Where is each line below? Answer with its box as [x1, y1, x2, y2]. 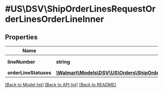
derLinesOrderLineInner [5, 14, 104, 25]
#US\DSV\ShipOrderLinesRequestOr [5, 3, 156, 15]
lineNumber [7, 59, 35, 65]
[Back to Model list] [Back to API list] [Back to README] [5, 82, 116, 88]
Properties [5, 33, 38, 41]
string [56, 59, 70, 65]
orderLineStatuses [7, 69, 52, 76]
